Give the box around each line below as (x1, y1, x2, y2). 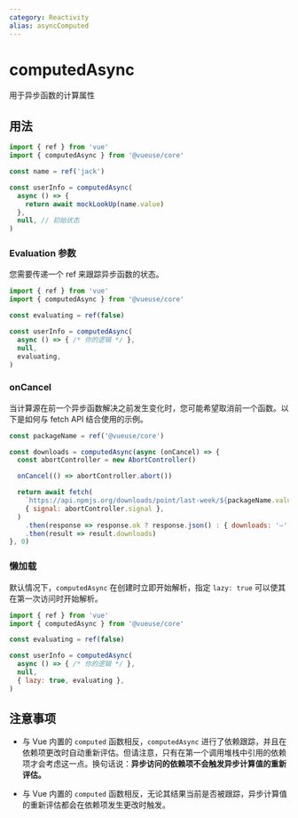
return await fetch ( (17, 488, 93, 497)
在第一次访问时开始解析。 (9, 593, 103, 604)
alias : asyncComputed (9, 21, 90, 30)
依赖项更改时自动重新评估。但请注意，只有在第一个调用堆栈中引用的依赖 (21, 748, 286, 758)
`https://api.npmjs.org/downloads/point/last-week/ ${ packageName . (25, 496, 276, 505)
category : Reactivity (9, 12, 90, 22)
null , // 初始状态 (17, 216, 80, 225)
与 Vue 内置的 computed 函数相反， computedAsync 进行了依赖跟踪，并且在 (21, 736, 286, 747)
